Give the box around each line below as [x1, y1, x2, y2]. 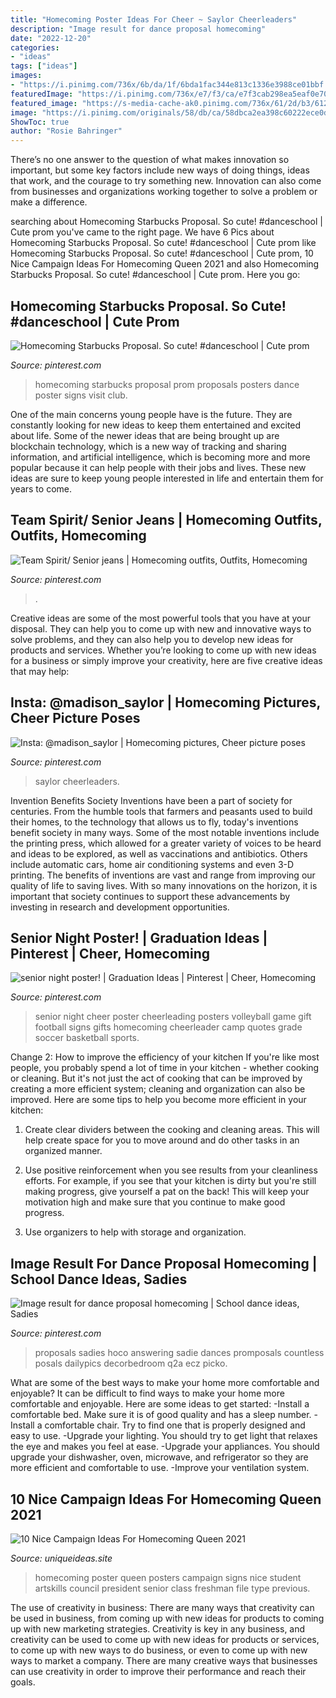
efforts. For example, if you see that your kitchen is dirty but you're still [24, 1175, 317, 1187]
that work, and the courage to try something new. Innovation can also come [10, 175, 322, 187]
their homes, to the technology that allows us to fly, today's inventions [10, 816, 299, 828]
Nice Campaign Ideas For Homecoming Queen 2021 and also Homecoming [10, 258, 320, 270]
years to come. [10, 482, 72, 495]
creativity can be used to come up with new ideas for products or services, [10, 1634, 320, 1645]
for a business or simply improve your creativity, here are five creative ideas [10, 654, 323, 666]
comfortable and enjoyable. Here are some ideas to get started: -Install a [10, 1398, 310, 1410]
